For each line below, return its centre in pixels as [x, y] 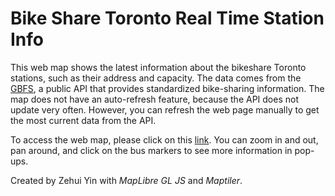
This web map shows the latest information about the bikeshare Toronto [158, 67]
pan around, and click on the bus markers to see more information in [151, 150]
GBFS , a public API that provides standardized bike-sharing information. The [167, 88]
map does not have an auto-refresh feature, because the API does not [154, 99]
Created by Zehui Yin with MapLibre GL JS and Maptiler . [126, 180]
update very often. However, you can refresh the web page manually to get [165, 109]
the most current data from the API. [83, 120]
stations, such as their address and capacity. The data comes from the [156, 78]
